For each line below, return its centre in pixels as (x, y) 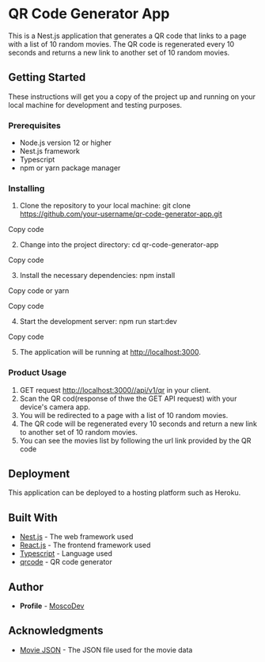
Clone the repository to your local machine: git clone (105, 206)
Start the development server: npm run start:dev (98, 321)
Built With (33, 517)
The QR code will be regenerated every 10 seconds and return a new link (138, 424)
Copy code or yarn (39, 291)
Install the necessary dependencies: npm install (97, 276)
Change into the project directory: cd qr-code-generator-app (119, 245)
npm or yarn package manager (70, 168)
